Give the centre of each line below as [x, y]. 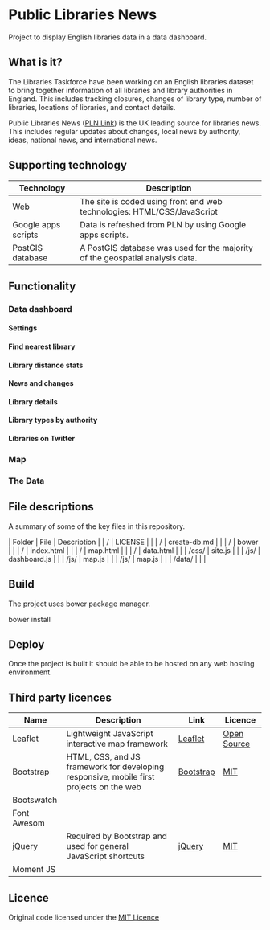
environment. [30, 672]
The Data [27, 481]
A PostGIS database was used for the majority [166, 248]
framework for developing [115, 767]
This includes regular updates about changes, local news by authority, [125, 131]
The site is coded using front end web [151, 201]
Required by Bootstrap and [117, 836]
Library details [33, 401]
